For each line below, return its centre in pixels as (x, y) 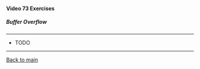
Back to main (22, 59)
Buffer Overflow (26, 22)
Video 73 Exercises (30, 8)
